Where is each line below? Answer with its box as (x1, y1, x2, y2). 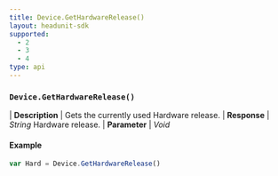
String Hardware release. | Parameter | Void (9, 119, 171, 130)
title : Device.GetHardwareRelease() (9, 12, 145, 22)
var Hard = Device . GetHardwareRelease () (9, 159, 162, 169)
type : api (9, 63, 46, 72)
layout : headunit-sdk (9, 21, 90, 30)
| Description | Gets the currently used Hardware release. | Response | (9, 110, 270, 121)
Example (9, 140, 43, 150)
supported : (9, 29, 50, 38)
